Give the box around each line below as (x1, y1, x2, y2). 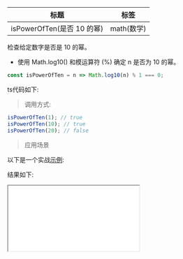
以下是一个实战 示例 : (7, 155, 65, 163)
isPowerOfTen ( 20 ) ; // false (7, 127, 89, 134)
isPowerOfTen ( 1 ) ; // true (7, 114, 82, 121)
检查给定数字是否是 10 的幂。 (7, 43, 91, 51)
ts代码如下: (7, 85, 39, 94)
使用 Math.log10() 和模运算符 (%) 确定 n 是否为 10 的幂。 (17, 58, 180, 66)
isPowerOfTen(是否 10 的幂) (10, 24, 103, 34)
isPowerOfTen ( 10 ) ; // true (7, 120, 86, 128)
